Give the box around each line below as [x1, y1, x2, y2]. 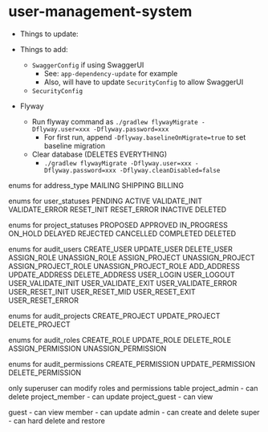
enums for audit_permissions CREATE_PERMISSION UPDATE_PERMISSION [8, 359, 255, 369]
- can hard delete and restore [8, 416, 106, 426]
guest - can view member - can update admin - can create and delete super [8, 407, 260, 417]
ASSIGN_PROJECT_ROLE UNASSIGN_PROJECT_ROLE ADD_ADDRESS [8, 261, 241, 271]
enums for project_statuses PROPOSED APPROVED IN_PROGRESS [8, 220, 229, 230]
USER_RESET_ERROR [8, 295, 79, 305]
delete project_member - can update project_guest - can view [8, 392, 213, 401]
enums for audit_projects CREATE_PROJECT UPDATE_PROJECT [8, 311, 221, 320]
